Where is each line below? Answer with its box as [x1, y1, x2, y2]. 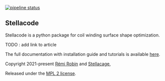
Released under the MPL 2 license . [5, 70, 76, 76]
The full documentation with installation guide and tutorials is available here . [5, 51, 161, 57]
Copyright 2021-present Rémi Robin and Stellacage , [5, 61, 111, 67]
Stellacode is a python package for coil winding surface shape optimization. [5, 32, 160, 38]
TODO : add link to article [5, 41, 57, 47]
